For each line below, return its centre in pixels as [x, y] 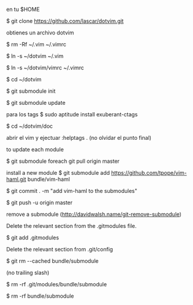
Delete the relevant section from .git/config [60, 249]
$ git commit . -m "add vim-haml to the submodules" [72, 191]
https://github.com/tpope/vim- [149, 173]
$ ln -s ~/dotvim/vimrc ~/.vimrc [45, 68]
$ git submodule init [31, 91]
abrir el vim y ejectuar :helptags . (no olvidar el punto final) [79, 138]
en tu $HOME [23, 9]
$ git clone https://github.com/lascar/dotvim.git [65, 21]
